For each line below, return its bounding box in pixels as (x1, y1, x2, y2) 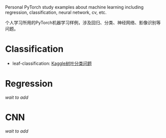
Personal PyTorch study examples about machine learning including (5, 4, 144, 10)
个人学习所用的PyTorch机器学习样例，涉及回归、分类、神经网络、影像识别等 (5, 20, 161, 25)
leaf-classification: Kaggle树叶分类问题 (12, 60, 92, 66)
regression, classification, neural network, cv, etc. (5, 9, 107, 15)
